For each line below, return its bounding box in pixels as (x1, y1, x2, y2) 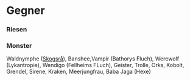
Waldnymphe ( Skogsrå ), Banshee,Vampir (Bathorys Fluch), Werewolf (6, 55, 180, 62)
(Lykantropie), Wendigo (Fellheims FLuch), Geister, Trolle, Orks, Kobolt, (6, 62, 185, 69)
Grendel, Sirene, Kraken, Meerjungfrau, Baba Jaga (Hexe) (6, 68, 151, 76)
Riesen (6, 25, 27, 34)
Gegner (6, 4, 45, 18)
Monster (6, 42, 32, 50)
